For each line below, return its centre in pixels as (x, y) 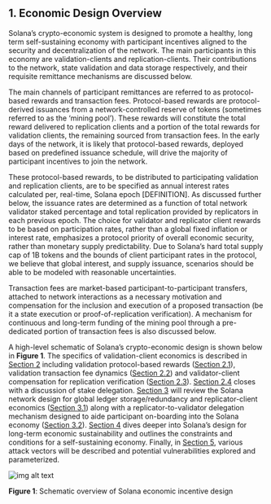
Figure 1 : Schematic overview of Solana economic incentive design (121, 491)
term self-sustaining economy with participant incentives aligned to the (128, 42)
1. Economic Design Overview (85, 13)
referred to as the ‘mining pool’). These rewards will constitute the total (127, 118)
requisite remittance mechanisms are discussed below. (101, 76)
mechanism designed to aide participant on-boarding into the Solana (124, 416)
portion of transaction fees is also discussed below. (130, 331)
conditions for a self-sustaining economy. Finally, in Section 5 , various (126, 442)
